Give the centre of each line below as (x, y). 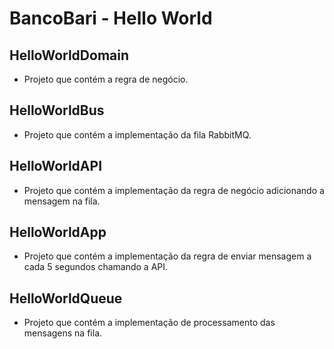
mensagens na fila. (63, 333)
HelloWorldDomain (69, 55)
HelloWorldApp (58, 232)
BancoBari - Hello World (111, 18)
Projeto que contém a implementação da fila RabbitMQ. (137, 134)
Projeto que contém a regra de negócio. (106, 79)
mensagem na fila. (62, 201)
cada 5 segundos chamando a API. (96, 267)
